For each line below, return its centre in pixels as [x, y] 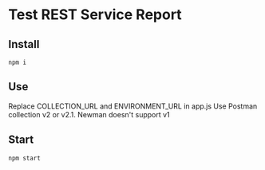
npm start [25, 158]
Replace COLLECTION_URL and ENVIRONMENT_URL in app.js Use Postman [133, 106]
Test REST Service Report [95, 15]
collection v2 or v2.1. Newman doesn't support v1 [89, 114]
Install [24, 44]
